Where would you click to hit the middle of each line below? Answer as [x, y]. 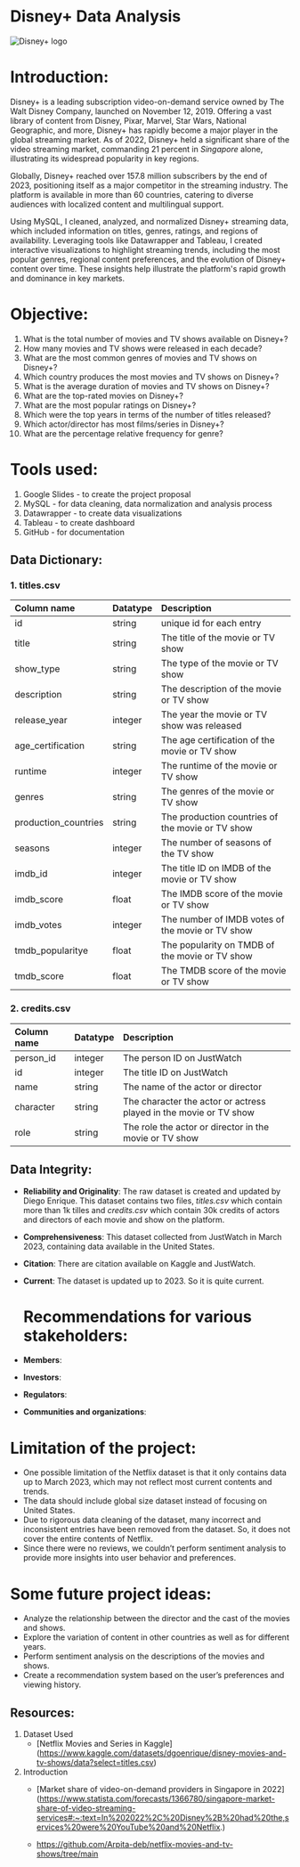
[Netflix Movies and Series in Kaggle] [104, 1744]
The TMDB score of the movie [223, 971]
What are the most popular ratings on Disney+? [109, 405]
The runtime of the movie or [219, 766]
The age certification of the [218, 740]
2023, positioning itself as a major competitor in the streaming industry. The [149, 185]
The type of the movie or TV [219, 664]
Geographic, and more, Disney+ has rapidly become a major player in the [144, 130]
